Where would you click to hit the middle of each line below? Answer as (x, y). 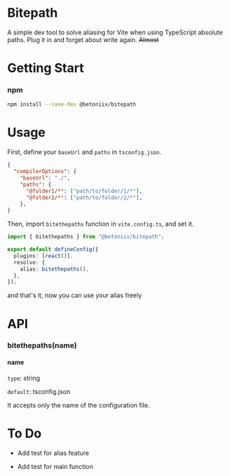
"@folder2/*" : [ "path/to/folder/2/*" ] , (84, 198)
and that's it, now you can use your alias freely (75, 295)
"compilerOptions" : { (45, 172)
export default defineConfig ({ (53, 250)
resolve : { (29, 262)
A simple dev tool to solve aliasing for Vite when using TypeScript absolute (115, 32)
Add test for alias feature (53, 453)
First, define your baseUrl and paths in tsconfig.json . (84, 152)
